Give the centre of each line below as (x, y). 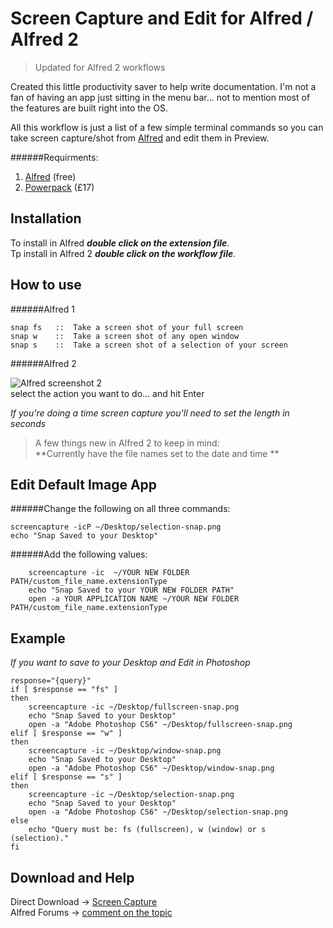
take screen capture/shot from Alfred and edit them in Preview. (140, 138)
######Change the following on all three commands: (120, 509)
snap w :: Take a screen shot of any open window (125, 336)
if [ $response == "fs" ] (64, 690)
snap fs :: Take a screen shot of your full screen (127, 327)
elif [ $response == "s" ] (66, 777)
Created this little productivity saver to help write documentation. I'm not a (163, 86)
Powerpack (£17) (59, 187)
